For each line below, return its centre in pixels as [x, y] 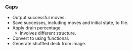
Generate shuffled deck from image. [49, 44]
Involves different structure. [48, 33]
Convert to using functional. [41, 38]
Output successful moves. [39, 18]
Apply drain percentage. [37, 28]
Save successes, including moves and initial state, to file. [70, 23]
